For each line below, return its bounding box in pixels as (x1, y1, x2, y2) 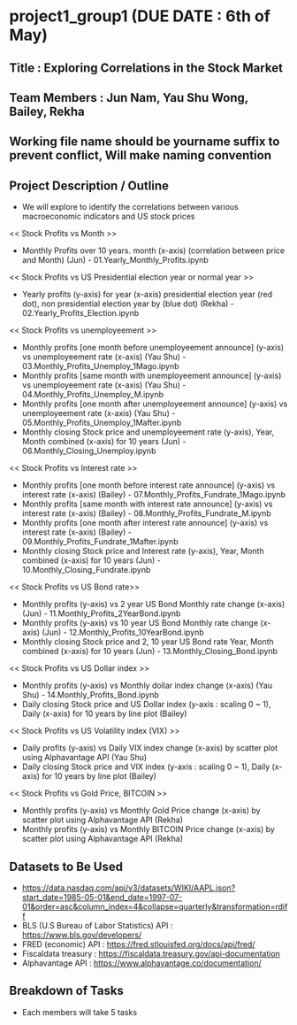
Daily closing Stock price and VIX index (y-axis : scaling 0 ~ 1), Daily (21, 761, 270, 772)
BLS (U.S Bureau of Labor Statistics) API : (21, 920, 173, 930)
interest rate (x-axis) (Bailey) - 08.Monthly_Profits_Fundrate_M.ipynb (21, 508, 271, 519)
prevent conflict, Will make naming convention (9, 148, 272, 163)
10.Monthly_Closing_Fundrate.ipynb (21, 565, 151, 575)
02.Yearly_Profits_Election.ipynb (21, 308, 140, 319)
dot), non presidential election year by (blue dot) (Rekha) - (21, 298, 234, 309)
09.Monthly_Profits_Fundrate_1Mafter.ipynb (21, 536, 179, 547)
